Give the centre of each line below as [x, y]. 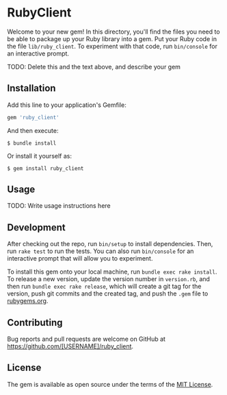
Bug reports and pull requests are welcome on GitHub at [86, 339]
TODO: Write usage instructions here [59, 206]
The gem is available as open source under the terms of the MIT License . [110, 384]
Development [37, 227]
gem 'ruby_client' [33, 117]
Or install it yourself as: [39, 156]
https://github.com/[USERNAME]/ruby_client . [70, 346]
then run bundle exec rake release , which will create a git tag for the [104, 287]
